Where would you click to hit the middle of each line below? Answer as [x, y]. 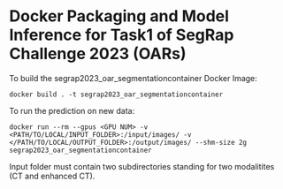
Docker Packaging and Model [119, 16]
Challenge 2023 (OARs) [98, 54]
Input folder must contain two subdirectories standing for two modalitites [142, 166]
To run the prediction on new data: [72, 110]
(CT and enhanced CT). [52, 176]
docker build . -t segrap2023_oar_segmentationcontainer [116, 94]
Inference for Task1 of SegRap [122, 35]
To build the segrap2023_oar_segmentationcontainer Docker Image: [134, 78]
